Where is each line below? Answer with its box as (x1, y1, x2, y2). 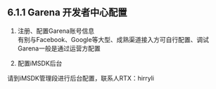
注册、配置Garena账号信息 (17, 27, 95, 35)
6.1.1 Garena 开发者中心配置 (7, 6, 128, 19)
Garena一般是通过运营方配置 (17, 44, 101, 53)
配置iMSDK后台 (17, 59, 63, 67)
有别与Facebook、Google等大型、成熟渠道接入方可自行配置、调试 (17, 35, 210, 43)
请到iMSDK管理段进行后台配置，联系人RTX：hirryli (7, 74, 155, 82)
